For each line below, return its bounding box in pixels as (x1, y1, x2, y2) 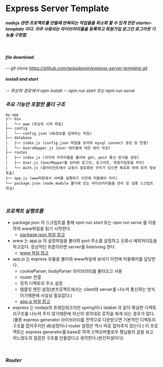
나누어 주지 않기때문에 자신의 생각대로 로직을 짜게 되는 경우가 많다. (29, 311, 155, 316)
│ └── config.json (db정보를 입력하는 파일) (5, 131, 92, 136)
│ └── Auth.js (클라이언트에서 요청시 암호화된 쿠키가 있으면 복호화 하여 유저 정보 (5, 166, 157, 171)
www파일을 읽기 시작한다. (21, 226, 71, 231)
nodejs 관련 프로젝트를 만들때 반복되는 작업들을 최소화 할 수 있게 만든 (5, 20, 135, 26)
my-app (5, 112, 19, 117)
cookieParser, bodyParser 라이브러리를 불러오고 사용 (19, 268, 123, 274)
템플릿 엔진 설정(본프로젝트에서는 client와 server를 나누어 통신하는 (19, 286, 147, 292)
